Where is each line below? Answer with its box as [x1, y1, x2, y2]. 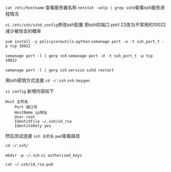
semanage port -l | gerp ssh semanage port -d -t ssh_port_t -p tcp [5, 53, 153, 59]
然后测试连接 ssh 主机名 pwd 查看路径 [5, 133, 80, 139]
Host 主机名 [5, 99, 29, 104]
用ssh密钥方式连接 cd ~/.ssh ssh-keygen [5, 77, 90, 83]
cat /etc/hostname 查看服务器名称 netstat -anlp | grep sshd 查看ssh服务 [5, 5, 161, 10]
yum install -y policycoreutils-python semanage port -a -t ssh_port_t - [5, 39, 164, 44]
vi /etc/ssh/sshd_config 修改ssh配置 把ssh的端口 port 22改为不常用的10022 [5, 22, 166, 27]
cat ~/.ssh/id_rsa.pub [5, 162, 54, 167]
